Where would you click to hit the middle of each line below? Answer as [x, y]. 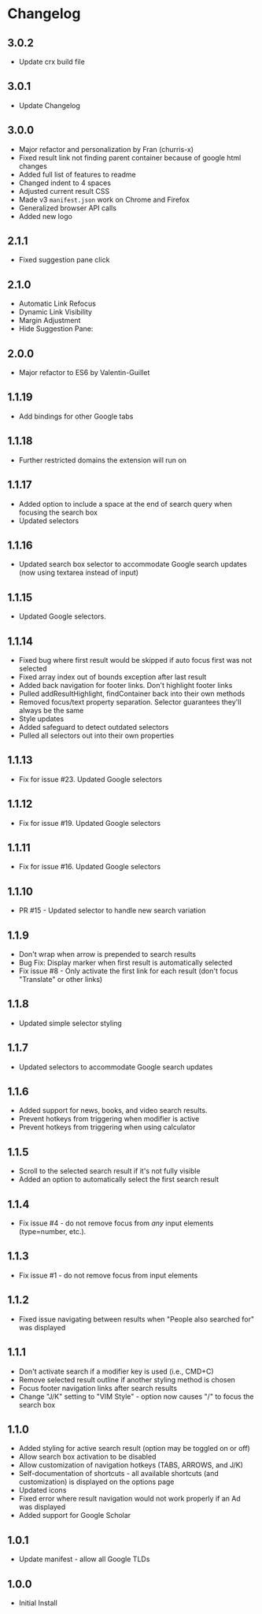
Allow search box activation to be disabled [87, 1457]
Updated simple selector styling [70, 1023]
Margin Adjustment [50, 321]
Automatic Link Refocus [57, 303]
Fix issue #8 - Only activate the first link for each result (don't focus [128, 971]
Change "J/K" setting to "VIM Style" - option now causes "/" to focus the [136, 1396]
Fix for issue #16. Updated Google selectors [90, 867]
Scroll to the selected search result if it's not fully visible [110, 1171]
